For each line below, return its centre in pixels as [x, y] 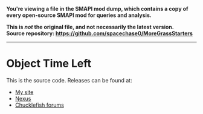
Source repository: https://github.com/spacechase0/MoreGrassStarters [100, 33]
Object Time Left [49, 64]
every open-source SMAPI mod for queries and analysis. [79, 15]
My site [24, 92]
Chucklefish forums [40, 105]
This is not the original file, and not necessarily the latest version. [90, 27]
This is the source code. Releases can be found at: [69, 80]
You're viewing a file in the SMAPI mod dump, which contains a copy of [97, 9]
